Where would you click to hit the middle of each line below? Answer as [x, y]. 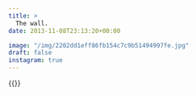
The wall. [32, 23]
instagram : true [35, 60]
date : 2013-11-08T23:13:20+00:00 [65, 31]
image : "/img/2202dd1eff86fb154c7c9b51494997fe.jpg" [99, 45]
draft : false [30, 53]
